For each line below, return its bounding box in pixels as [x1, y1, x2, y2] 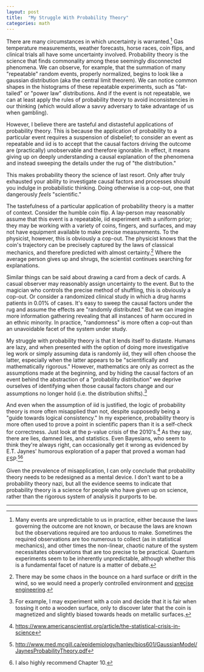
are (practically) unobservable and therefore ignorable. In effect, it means [6, 147, 190, 154]
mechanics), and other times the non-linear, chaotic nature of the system [15, 542, 198, 549]
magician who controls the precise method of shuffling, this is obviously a [6, 286, 191, 294]
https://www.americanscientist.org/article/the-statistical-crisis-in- [15, 622, 181, 629]
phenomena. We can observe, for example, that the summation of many [6, 64, 186, 71]
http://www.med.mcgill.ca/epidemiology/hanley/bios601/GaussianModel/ [15, 640, 197, 648]
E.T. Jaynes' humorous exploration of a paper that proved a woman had [6, 448, 186, 455]
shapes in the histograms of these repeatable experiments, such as [6, 83, 175, 91]
